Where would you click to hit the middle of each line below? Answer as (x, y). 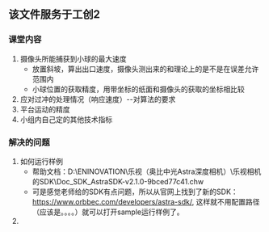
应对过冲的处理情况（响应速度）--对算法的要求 (98, 99)
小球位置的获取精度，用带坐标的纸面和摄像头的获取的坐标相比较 (138, 89)
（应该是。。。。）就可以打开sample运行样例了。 (108, 212)
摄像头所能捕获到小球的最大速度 (73, 58)
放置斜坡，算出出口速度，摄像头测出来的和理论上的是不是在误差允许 (145, 69)
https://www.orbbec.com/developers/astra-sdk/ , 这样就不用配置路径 (146, 201)
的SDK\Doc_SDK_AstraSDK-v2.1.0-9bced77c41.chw (118, 181)
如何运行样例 (41, 161)
